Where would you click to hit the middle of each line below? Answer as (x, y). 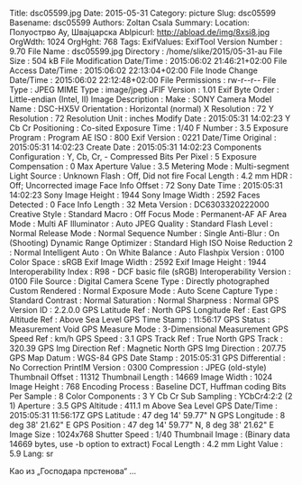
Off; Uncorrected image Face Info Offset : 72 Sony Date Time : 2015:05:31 (146, 185)
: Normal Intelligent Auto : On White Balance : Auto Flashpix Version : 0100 (147, 252)
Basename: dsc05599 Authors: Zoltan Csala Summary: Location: (129, 23)
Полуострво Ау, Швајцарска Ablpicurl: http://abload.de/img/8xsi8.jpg (140, 32)
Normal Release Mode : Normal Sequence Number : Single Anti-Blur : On (145, 233)
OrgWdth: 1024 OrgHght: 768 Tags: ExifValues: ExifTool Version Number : (146, 41)
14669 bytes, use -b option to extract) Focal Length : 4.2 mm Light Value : (146, 444)
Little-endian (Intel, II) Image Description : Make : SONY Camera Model (141, 99)
